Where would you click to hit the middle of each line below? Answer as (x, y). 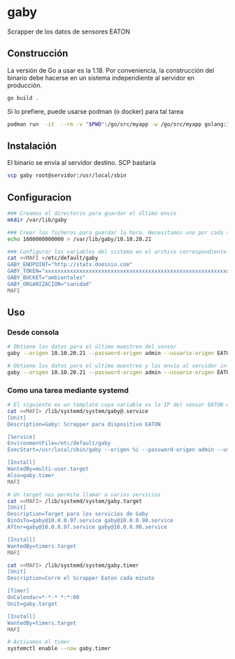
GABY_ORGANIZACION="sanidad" (50, 284)
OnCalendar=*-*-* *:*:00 (43, 598)
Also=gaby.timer (31, 475)
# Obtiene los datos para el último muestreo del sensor (92, 347)
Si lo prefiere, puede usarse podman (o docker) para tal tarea (95, 111)
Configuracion (40, 197)
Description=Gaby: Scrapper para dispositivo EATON (84, 424)
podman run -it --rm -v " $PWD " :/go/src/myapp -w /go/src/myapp (104, 124)
